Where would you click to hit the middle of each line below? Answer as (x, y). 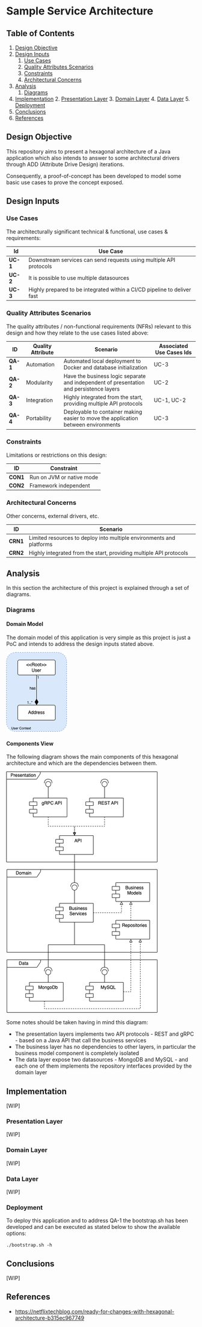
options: (17, 1233)
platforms (41, 544)
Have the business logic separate (105, 376)
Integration (39, 400)
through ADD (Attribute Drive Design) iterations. (65, 164)
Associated (173, 346)
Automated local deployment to (102, 361)
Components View (30, 743)
